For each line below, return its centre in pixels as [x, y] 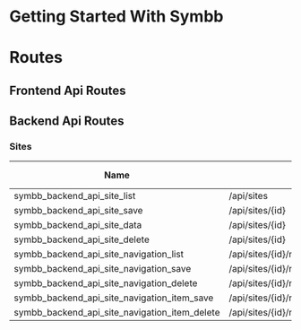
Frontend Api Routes [68, 90]
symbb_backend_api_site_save [78, 211]
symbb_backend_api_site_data [78, 225]
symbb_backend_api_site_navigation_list [99, 255]
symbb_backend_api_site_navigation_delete [106, 283]
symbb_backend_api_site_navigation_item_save [114, 298]
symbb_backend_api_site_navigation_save [103, 269]
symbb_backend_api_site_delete [82, 239]
